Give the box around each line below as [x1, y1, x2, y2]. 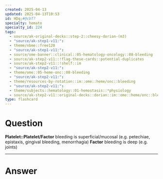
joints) [5, 144, 18, 150]
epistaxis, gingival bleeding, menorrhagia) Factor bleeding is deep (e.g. [5, 139, 148, 145]
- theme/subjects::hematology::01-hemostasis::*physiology [9, 88, 131, 93]
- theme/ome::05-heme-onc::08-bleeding [9, 70, 90, 75]
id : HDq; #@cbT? [5, 16, 36, 21]
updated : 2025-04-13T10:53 [5, 12, 60, 16]
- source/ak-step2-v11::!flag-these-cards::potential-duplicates [9, 57, 145, 61]
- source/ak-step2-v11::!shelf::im [9, 61, 81, 66]
